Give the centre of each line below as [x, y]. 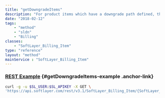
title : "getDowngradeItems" [34, 10]
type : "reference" [24, 50]
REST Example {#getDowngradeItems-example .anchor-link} [79, 77]
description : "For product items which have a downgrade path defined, [80, 14]
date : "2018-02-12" [25, 19]
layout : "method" [23, 55]
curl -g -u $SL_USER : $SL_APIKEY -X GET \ [48, 87]
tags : [11, 23]
